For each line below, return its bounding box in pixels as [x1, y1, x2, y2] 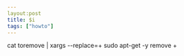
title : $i [7, 16, 36, 23]
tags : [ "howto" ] [7, 23, 54, 29]
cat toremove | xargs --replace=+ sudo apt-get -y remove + [7, 42, 178, 50]
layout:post [7, 10, 41, 17]
